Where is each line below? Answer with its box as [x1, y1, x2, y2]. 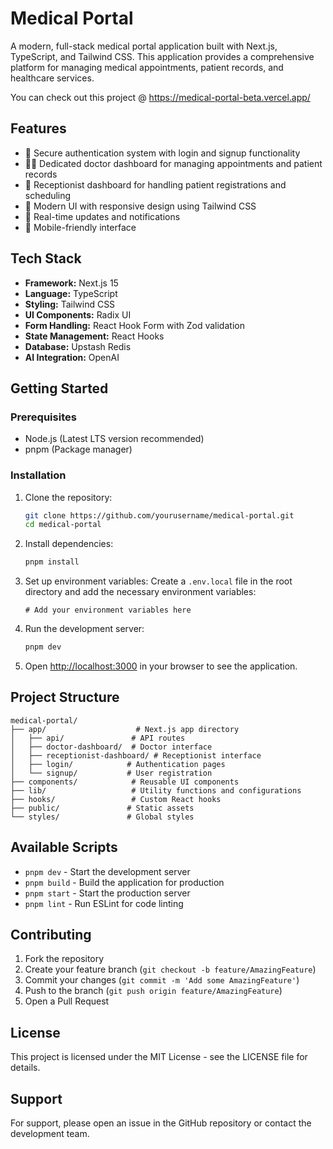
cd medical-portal [24, 520, 102, 530]
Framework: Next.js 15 [24, 277, 119, 289]
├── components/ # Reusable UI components [10, 777, 240, 787]
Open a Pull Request [24, 995, 110, 1007]
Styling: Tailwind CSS [24, 298, 116, 310]
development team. [10, 1128, 90, 1140]
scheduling [24, 189, 72, 201]
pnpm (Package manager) [24, 443, 133, 456]
